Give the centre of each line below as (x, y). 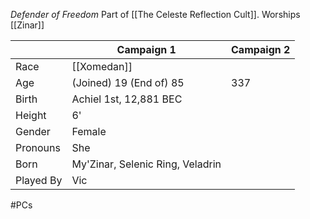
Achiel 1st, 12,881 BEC (127, 99)
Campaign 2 (261, 49)
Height (31, 115)
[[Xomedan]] (102, 66)
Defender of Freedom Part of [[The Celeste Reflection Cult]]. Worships (155, 14)
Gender (33, 131)
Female (89, 131)
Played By (39, 180)
